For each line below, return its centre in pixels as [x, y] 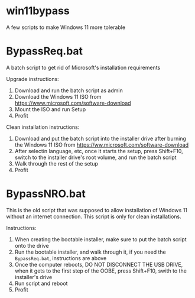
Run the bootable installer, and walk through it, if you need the [90, 252]
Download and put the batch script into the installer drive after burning [100, 138]
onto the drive [32, 245]
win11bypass [38, 11]
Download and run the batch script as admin [69, 90]
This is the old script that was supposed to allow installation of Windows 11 [97, 210]
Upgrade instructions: [32, 79]
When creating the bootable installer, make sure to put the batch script [101, 239]
